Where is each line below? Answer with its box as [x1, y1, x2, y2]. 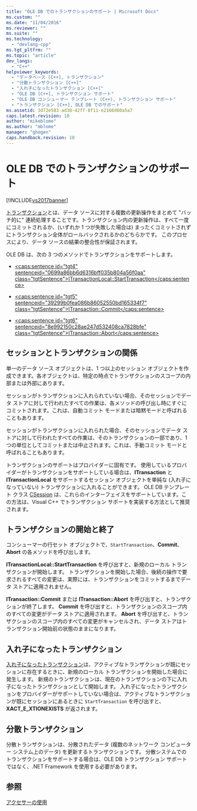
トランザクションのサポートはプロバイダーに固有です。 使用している [6, 461, 172, 468]
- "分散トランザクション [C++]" [11, 80, 82, 86]
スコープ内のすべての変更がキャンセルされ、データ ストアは [36, 618, 182, 625]
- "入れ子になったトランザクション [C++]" [11, 86, 104, 91]
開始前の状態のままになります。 [42, 625, 119, 632]
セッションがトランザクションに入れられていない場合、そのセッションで [6, 392, 181, 399]
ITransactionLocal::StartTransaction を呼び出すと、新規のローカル [6, 561, 171, 568]
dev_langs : [6, 58, 33, 64]
